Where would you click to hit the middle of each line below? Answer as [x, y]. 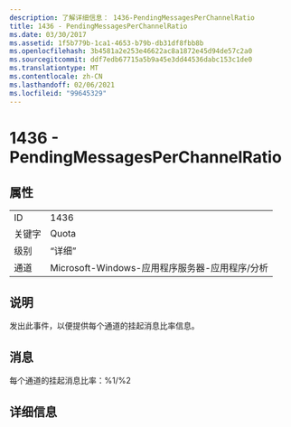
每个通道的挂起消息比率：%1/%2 [70, 381]
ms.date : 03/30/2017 [48, 34]
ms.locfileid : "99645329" [58, 93]
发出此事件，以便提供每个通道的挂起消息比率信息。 [104, 326]
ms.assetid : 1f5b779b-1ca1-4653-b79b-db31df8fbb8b [107, 43]
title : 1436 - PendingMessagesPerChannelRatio [99, 26]
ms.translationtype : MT [54, 69]
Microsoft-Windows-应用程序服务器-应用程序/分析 [160, 267]
